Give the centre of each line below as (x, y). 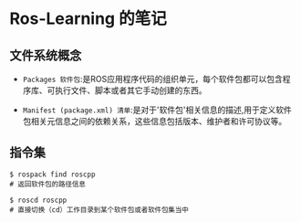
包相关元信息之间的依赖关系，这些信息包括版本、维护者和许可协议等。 (155, 121)
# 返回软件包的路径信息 (48, 184)
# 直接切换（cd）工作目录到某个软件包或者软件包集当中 (99, 210)
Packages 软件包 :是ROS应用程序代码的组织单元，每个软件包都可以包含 (152, 79)
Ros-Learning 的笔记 (88, 19)
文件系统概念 (46, 55)
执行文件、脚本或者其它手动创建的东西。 (130, 90)
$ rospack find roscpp (52, 174)
